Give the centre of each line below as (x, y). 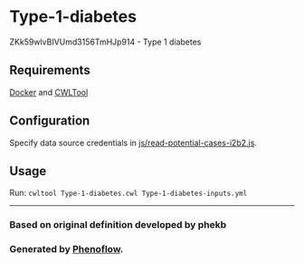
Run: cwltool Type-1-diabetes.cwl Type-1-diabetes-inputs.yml (128, 193)
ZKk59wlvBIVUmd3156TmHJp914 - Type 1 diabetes (105, 42)
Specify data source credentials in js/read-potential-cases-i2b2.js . (133, 142)
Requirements (50, 70)
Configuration (50, 121)
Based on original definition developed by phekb (118, 225)
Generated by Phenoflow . (66, 249)
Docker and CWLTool (49, 92)
